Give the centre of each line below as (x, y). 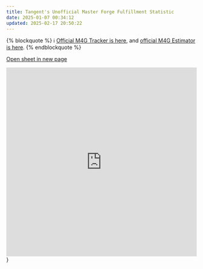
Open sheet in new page (37, 59)
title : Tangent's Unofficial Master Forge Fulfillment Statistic (90, 12)
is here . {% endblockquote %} (44, 47)
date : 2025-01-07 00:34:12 (40, 18)
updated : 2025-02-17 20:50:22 (44, 23)
